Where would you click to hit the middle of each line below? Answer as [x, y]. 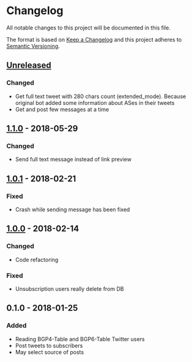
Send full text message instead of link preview [73, 160]
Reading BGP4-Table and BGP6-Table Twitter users [80, 339]
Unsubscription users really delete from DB [69, 288]
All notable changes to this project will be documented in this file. [89, 28]
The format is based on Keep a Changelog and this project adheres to [94, 39]
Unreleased [29, 65]
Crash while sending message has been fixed [72, 210]
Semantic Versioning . [33, 46]
